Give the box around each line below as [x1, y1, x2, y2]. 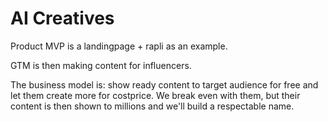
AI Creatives [10, 7, 115, 30]
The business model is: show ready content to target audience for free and [10, 78, 319, 91]
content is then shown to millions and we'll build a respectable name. [10, 100, 295, 112]
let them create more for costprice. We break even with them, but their [10, 89, 301, 101]
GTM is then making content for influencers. [10, 59, 192, 71]
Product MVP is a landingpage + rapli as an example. [10, 40, 228, 52]
